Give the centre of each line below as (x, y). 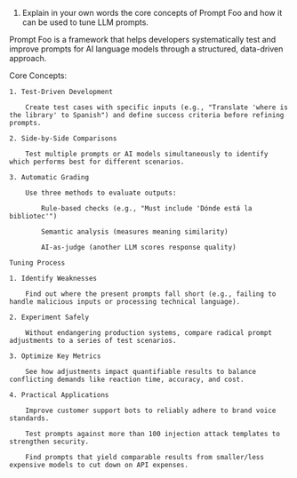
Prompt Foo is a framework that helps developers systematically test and (143, 40)
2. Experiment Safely (49, 317)
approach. (28, 58)
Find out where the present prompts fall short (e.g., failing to (151, 294)
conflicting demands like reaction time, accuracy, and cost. (127, 379)
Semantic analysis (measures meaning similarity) (135, 232)
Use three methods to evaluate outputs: (101, 193)
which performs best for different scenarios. (97, 162)
